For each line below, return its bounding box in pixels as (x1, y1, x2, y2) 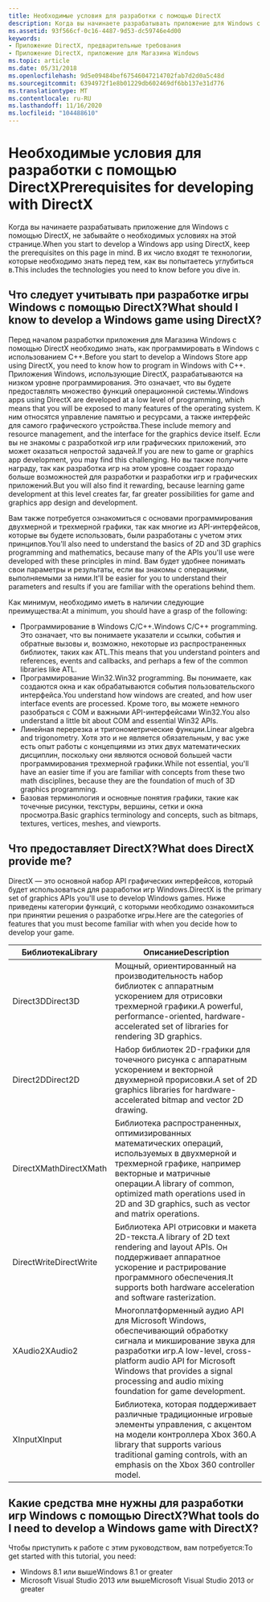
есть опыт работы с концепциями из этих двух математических (19, 741, 241, 751)
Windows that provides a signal (114, 1365, 233, 1376)
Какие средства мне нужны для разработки (8, 1496, 243, 1510)
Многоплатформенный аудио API (114, 1304, 244, 1316)
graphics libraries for (114, 1084, 194, 1095)
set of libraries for (162, 1021, 229, 1032)
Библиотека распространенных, (114, 1117, 241, 1129)
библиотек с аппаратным (114, 980, 215, 992)
